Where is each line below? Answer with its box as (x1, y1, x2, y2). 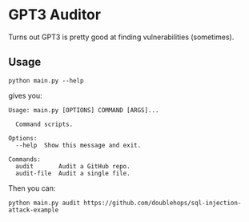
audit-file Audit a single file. (15, 169, 131, 177)
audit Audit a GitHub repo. (15, 162, 131, 170)
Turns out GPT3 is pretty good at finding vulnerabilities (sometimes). (8, 32, 235, 42)
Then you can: (8, 183, 56, 193)
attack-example (8, 206, 59, 214)
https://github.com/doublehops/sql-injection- (83, 199, 242, 207)
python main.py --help (8, 76, 84, 85)
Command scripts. (15, 120, 74, 128)
